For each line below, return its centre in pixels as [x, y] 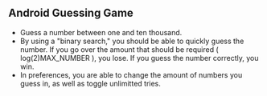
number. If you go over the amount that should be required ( [119, 49]
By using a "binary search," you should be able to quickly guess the [132, 41]
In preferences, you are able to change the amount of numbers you [131, 74]
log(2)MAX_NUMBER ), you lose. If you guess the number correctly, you [139, 58]
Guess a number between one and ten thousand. [101, 32]
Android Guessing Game [71, 13]
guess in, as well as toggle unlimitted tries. [90, 83]
